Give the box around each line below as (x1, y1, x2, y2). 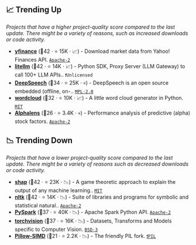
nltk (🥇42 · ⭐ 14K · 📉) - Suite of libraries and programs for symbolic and (14, 193, 189, 200)
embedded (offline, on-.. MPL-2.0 (14, 88, 94, 95)
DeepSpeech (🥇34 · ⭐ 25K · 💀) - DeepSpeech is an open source (14, 79, 169, 86)
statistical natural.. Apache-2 (14, 202, 82, 209)
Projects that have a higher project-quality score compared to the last (6, 23, 176, 31)
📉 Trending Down (6, 136, 73, 146)
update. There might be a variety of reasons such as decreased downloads (6, 160, 189, 167)
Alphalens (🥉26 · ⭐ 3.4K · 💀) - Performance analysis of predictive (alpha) (14, 109, 191, 116)
